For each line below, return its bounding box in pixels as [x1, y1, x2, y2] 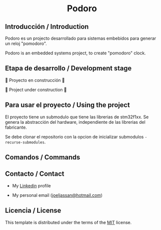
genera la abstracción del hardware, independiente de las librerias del [5, 119, 145, 125]
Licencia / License [5, 207, 61, 215]
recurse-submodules [5, 140, 45, 145]
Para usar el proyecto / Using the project [5, 101, 130, 109]
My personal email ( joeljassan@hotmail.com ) [12, 192, 103, 198]
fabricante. [5, 124, 27, 130]
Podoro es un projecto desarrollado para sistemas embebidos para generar [5, 35, 156, 41]
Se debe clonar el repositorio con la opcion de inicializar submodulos [5, 134, 144, 139]
